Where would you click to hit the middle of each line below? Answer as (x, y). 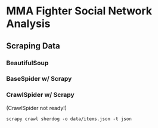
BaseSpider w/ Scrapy (39, 79)
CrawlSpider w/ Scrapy (40, 95)
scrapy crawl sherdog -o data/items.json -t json (69, 119)
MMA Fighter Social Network (79, 11)
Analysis (28, 24)
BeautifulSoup (27, 63)
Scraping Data (33, 46)
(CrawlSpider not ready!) (37, 108)
